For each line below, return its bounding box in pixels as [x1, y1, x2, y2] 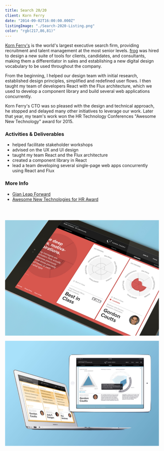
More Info [5, 180, 29, 187]
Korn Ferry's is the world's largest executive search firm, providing [5, 43, 139, 48]
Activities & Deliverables [5, 131, 64, 138]
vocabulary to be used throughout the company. [5, 64, 102, 69]
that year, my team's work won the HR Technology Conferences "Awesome [5, 113, 156, 119]
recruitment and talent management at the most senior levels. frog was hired [5, 48, 159, 54]
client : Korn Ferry [5, 13, 45, 18]
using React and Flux [12, 168, 55, 173]
